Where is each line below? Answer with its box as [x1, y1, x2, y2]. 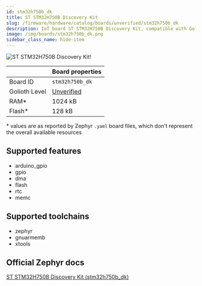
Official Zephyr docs [6, 258, 85, 268]
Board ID [9, 78, 34, 86]
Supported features [6, 146, 82, 156]
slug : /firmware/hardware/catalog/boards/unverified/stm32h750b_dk [6, 20, 179, 26]
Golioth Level [9, 88, 46, 96]
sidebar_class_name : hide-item [6, 37, 85, 43]
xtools [14, 240, 31, 247]
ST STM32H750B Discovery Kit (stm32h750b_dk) [6, 273, 129, 281]
